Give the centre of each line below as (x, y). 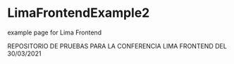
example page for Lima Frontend (55, 32)
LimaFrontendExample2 (79, 13)
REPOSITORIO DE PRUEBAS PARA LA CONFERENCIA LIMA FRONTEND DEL (117, 46)
